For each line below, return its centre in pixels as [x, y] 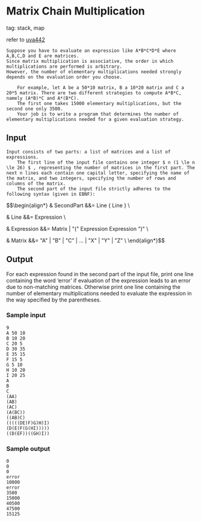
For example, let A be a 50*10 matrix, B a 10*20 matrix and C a [101, 88]
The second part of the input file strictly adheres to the [94, 188]
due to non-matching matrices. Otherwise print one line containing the [93, 287]
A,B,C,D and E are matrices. [43, 56]
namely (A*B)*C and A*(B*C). [43, 98]
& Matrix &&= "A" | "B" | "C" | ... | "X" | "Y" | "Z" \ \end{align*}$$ [86, 240]
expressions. [23, 157]
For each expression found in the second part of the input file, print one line [100, 274]
